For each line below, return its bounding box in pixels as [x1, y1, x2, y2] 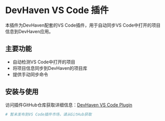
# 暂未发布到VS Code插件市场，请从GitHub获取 [5, 111, 92, 117]
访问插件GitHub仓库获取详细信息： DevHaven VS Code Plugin [5, 101, 133, 108]
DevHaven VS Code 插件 [5, 5, 109, 16]
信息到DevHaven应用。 [5, 28, 54, 34]
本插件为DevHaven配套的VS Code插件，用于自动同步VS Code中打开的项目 [5, 22, 160, 28]
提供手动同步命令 [12, 71, 48, 77]
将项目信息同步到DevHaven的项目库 [12, 65, 87, 71]
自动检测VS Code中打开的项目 [12, 59, 76, 65]
